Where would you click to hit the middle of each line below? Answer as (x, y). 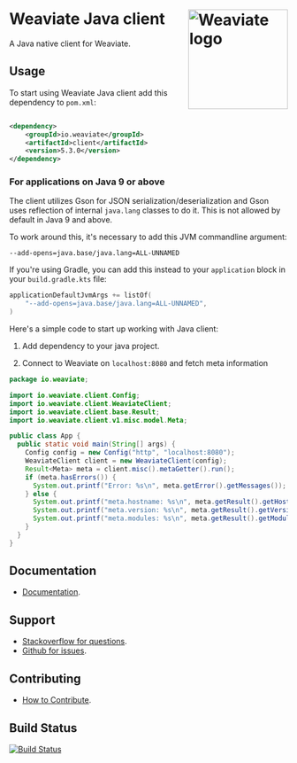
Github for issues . (54, 650)
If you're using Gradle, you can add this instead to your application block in (147, 269)
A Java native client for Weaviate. (70, 43)
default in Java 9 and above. (61, 220)
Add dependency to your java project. (91, 346)
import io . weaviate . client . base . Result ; (85, 412)
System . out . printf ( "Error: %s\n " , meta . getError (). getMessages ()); (160, 486)
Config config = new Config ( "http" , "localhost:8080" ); (130, 453)
